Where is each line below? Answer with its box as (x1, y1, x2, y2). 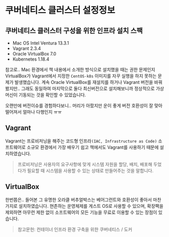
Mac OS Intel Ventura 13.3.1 (12, 40, 69, 46)
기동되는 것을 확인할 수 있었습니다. (18, 92, 86, 98)
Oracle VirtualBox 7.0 (12, 51, 57, 57)
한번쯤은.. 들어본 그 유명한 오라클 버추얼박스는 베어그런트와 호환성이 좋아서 (5, 197, 152, 203)
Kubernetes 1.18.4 (12, 56, 49, 62)
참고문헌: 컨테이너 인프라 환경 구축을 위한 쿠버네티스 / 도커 (17, 226, 133, 232)
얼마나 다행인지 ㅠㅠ (22, 109, 62, 115)
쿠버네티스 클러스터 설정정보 (5, 5, 116, 16)
